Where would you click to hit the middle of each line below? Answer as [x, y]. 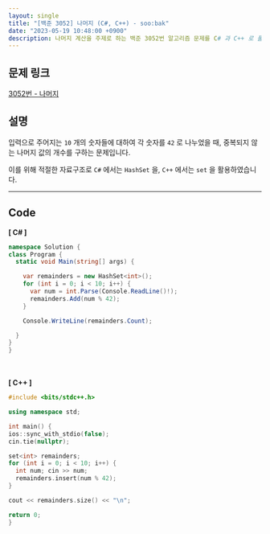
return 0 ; [25, 515]
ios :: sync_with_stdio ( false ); [59, 434]
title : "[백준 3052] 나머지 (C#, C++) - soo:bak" [89, 23]
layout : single [34, 16]
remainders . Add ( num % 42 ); [75, 298]
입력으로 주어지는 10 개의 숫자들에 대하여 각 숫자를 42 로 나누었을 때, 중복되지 [129, 142]
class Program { [35, 254]
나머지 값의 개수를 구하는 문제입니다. [74, 152]
